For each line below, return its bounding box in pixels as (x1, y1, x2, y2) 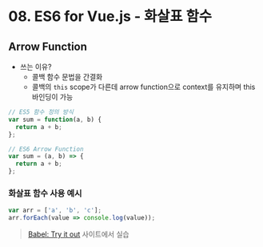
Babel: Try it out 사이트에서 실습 (27, 229, 130, 239)
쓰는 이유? (19, 62, 52, 71)
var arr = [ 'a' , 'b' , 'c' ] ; (8, 206, 102, 215)
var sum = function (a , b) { (8, 115, 102, 123)
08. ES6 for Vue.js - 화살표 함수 (8, 7, 212, 26)
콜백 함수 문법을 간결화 (31, 72, 103, 81)
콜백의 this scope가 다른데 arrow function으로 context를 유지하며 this (31, 82, 256, 91)
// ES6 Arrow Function (8, 145, 84, 153)
